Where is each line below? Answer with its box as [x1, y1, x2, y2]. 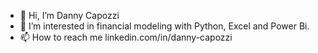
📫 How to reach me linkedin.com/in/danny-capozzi [19, 31, 233, 43]
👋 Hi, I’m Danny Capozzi [19, 10, 120, 21]
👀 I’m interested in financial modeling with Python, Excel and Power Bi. [19, 20, 310, 32]
